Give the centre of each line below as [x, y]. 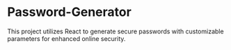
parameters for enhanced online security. [66, 38]
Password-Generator [70, 12]
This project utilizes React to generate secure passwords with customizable [115, 31]
